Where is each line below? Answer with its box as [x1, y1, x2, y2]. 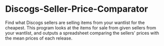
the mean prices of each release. [5, 35, 73, 41]
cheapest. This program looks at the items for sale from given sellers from [5, 24, 157, 30]
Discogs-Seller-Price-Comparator [5, 3, 148, 15]
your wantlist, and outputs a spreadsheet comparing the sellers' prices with [5, 30, 160, 36]
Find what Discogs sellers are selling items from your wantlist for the [5, 20, 145, 25]
